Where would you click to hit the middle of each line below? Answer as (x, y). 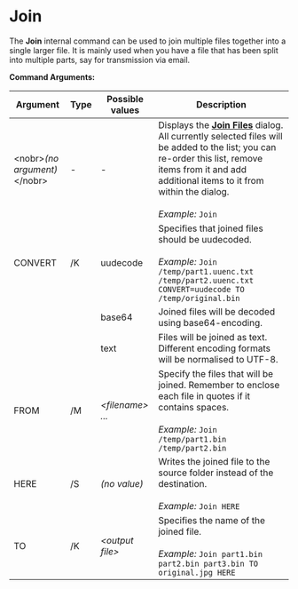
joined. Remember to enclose (219, 385)
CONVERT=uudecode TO (202, 289)
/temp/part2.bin (192, 448)
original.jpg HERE (197, 572)
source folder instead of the (216, 473)
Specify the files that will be (216, 373)
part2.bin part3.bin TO (208, 563)
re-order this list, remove (211, 158)
